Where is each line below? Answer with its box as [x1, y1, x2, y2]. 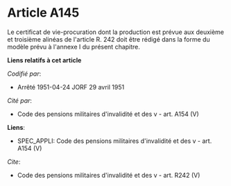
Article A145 [7, 5, 80, 21]
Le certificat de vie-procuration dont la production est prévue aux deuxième [7, 28, 224, 36]
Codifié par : [7, 69, 42, 78]
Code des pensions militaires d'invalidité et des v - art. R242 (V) [17, 171, 200, 179]
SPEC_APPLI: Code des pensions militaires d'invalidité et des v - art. [17, 137, 212, 145]
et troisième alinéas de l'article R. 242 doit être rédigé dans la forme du [7, 35, 210, 43]
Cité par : [7, 96, 33, 105]
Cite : [7, 158, 21, 166]
